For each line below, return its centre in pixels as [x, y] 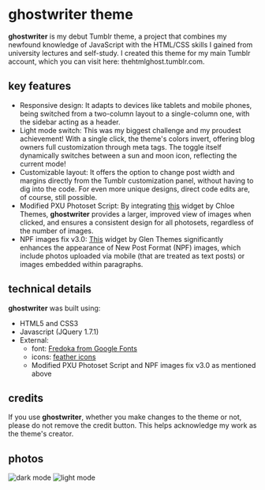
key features [40, 86]
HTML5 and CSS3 [49, 323]
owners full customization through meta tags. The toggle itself [121, 147]
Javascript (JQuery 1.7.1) [59, 332]
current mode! [43, 164]
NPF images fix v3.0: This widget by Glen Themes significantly [121, 239]
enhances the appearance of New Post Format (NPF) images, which [130, 247]
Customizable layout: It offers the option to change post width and [127, 172]
